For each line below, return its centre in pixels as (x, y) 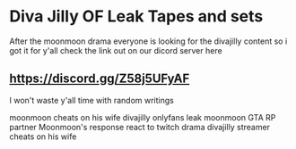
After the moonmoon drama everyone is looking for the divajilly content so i (148, 41)
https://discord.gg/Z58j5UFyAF (100, 79)
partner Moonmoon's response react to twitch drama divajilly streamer (140, 127)
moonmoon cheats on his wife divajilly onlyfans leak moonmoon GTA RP (143, 117)
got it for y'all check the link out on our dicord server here (116, 50)
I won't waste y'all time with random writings (92, 100)
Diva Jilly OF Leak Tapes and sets (136, 17)
